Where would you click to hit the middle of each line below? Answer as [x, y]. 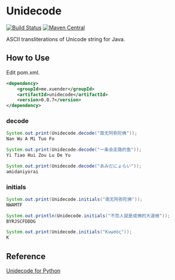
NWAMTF [14, 205]
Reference [26, 256]
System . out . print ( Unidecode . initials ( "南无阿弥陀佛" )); [74, 199]
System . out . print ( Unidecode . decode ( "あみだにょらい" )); [74, 166]
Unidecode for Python [33, 271]
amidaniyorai [22, 172]
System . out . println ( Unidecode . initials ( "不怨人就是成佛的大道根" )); [88, 216]
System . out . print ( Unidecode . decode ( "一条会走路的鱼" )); [74, 150]
